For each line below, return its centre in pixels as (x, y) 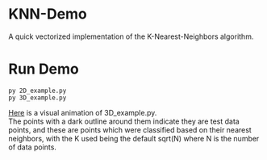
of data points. (32, 147)
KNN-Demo (48, 14)
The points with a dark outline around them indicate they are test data (124, 121)
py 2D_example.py (38, 91)
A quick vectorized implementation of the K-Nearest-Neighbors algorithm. (131, 36)
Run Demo (44, 69)
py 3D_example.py (38, 98)
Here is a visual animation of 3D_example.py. (83, 112)
